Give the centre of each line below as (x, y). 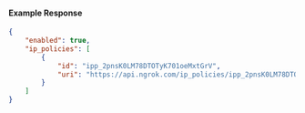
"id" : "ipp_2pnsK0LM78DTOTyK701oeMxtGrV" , (139, 66)
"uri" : (70, 74)
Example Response (46, 13)
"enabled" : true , (58, 41)
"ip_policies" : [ (58, 49)
